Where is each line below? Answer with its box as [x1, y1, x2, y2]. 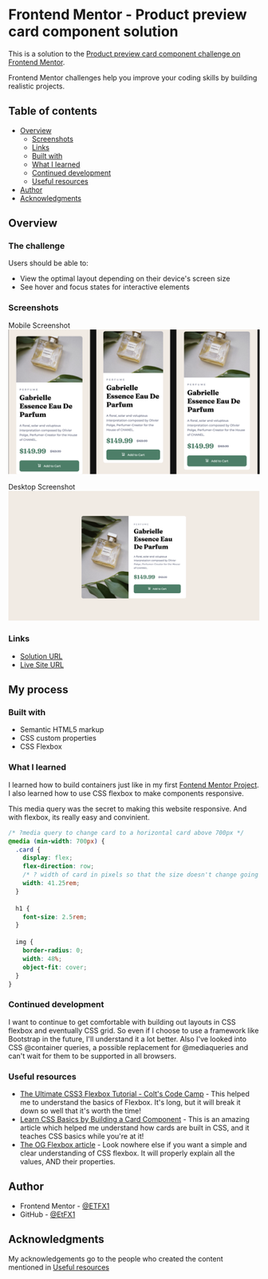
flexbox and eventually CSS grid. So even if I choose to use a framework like [8, 1025, 259, 1035]
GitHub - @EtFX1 [19, 1210, 76, 1219]
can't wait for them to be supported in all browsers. [8, 1051, 177, 1061]
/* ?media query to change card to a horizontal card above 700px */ [8, 828, 245, 836]
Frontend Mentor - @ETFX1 [19, 1201, 110, 1210]
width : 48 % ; [22, 954, 62, 962]
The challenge [8, 241, 65, 252]
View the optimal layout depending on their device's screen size [19, 274, 231, 284]
